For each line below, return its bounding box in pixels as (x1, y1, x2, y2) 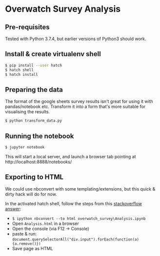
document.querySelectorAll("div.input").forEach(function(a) (12, 237, 140, 242)
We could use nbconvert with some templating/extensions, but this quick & (5, 186, 156, 192)
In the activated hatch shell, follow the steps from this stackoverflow (5, 200, 142, 206)
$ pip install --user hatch (5, 63, 62, 68)
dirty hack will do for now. (5, 191, 57, 197)
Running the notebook (5, 132, 74, 140)
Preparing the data (5, 85, 63, 94)
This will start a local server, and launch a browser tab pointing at (5, 153, 136, 159)
